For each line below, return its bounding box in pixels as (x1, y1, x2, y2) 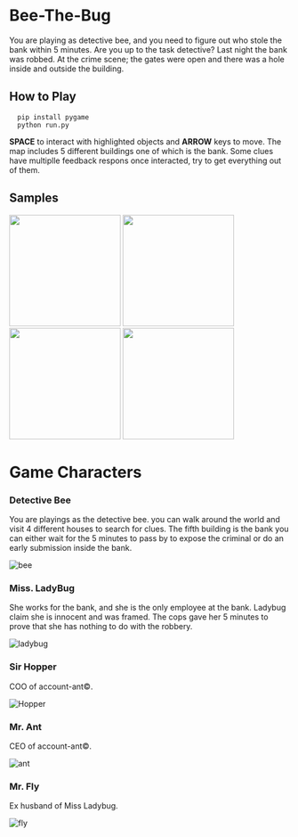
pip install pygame (17, 112, 90, 121)
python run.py (17, 120, 69, 129)
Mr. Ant (9, 720, 43, 733)
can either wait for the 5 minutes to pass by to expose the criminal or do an (9, 533, 285, 544)
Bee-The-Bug (9, 5, 111, 26)
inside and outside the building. (9, 63, 125, 74)
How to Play (9, 89, 77, 104)
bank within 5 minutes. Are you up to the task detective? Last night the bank (9, 44, 287, 54)
